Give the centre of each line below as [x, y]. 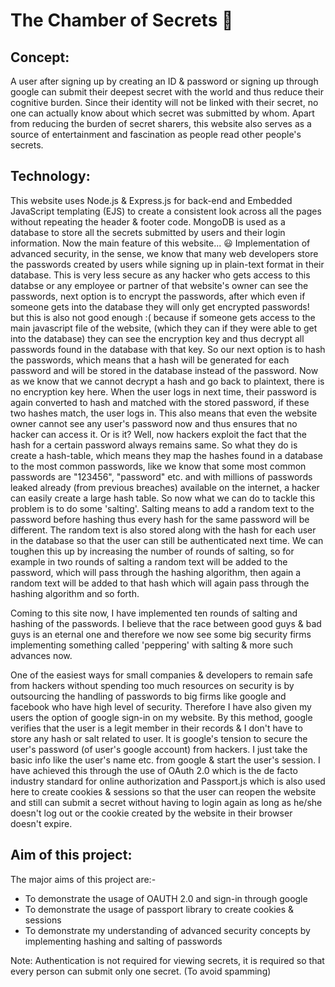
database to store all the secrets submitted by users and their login [148, 232]
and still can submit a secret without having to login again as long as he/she [166, 802]
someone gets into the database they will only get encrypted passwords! [160, 306]
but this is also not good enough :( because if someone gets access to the [163, 317]
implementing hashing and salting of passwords [123, 941]
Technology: [50, 176]
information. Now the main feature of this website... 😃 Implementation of [160, 243]
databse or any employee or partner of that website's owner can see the [159, 285]
